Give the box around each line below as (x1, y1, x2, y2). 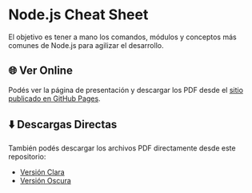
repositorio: (8, 151, 46, 161)
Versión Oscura (19, 175, 72, 185)
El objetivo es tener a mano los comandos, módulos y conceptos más (8, 32, 238, 42)
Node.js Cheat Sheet (8, 6, 149, 24)
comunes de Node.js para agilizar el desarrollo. (8, 40, 164, 50)
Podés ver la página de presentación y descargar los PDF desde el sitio (8, 85, 244, 94)
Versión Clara (19, 167, 66, 177)
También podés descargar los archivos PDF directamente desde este (8, 143, 236, 153)
